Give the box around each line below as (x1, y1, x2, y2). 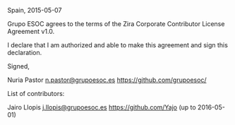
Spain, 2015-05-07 (7, 6, 62, 14)
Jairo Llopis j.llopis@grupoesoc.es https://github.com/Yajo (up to (7, 103, 196, 112)
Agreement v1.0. (7, 28, 55, 35)
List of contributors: (7, 90, 65, 97)
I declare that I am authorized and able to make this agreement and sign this (7, 41, 228, 49)
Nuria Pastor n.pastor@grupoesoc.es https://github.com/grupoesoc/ (7, 76, 207, 84)
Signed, (7, 62, 30, 70)
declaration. (7, 49, 42, 56)
